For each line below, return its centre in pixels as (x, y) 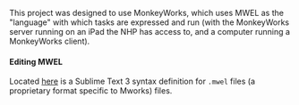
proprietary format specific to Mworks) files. (91, 91)
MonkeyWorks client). (50, 41)
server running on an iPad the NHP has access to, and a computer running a (150, 32)
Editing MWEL (36, 61)
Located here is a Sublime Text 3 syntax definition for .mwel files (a (132, 81)
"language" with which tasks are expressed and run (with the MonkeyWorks (149, 22)
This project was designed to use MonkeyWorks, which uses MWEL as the (147, 13)
